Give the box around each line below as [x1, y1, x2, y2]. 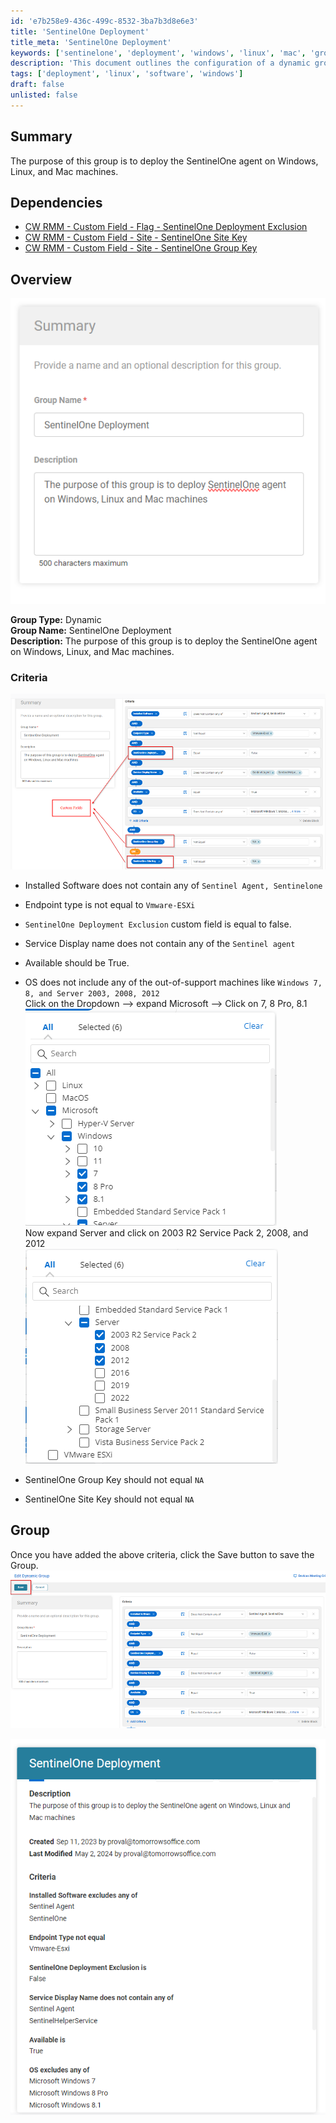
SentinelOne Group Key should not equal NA [24, 1473, 205, 1485]
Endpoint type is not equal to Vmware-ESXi [24, 898, 196, 910]
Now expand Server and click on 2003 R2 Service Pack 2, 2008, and [24, 1226, 309, 1239]
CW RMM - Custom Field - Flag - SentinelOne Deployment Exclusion [24, 221, 308, 233]
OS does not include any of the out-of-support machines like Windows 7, [24, 976, 323, 988]
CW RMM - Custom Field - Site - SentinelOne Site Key [24, 231, 248, 244]
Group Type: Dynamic [10, 613, 102, 625]
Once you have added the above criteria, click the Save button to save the [10, 1548, 315, 1560]
